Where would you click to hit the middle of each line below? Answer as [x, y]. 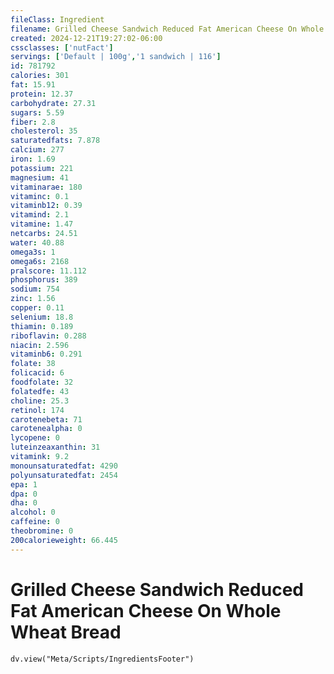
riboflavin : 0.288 [48, 336]
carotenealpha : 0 [46, 429]
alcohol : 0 [33, 512]
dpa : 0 [24, 494]
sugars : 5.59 [37, 112]
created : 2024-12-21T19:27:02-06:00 [86, 38]
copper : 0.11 [37, 308]
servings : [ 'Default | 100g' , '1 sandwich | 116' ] [116, 57]
